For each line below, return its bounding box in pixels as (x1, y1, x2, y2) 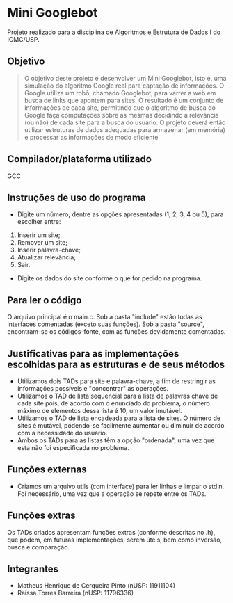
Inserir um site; (17, 231, 61, 239)
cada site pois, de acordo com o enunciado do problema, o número (17, 399, 211, 408)
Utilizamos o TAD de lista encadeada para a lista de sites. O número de (17, 414, 221, 422)
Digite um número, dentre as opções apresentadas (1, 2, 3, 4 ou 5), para (17, 210, 224, 218)
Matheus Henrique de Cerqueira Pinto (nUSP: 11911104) (17, 581, 176, 590)
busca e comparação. (7, 542, 70, 551)
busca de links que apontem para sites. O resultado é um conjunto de (24, 96, 224, 104)
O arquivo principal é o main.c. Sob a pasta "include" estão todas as (7, 313, 203, 321)
